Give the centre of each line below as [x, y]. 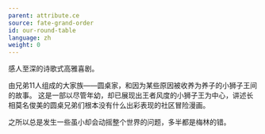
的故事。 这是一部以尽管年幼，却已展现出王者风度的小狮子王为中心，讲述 [127, 95]
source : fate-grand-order [51, 23]
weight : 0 [25, 45]
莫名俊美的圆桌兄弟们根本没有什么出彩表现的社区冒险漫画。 [112, 105]
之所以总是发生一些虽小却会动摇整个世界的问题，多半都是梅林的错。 [119, 122]
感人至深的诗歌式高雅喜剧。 [54, 69]
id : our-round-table [42, 30]
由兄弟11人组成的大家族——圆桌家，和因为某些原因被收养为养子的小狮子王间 [133, 86]
